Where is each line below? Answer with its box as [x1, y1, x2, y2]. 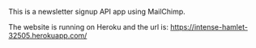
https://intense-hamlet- [169, 22, 249, 31]
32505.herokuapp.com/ [8, 31, 87, 40]
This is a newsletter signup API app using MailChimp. [8, 7, 186, 16]
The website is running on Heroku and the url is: [8, 22, 169, 31]
